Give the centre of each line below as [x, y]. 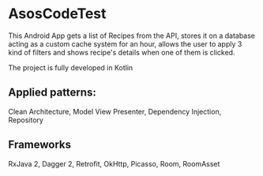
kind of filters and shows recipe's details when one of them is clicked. [122, 52]
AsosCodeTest [57, 14]
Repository [26, 120]
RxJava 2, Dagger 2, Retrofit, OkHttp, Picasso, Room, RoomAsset [114, 163]
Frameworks [40, 145]
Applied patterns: [52, 93]
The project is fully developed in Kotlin [71, 67]
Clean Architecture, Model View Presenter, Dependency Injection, [115, 111]
